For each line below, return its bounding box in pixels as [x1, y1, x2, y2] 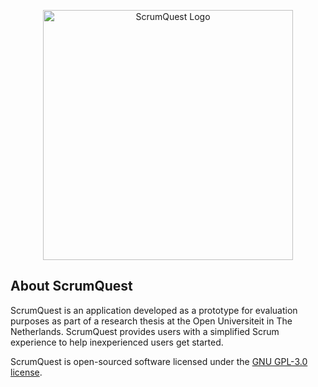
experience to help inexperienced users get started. [10, 336, 224, 348]
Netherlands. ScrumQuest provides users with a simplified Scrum [10, 325, 280, 337]
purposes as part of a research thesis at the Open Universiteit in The [10, 315, 293, 327]
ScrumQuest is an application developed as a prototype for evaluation [10, 304, 298, 316]
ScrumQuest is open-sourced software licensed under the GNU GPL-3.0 [10, 355, 308, 367]
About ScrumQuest [10, 278, 133, 295]
